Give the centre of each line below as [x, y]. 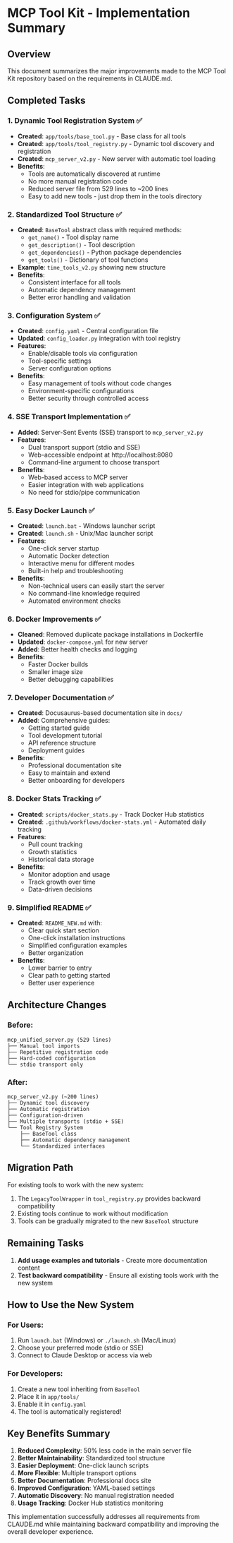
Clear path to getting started [69, 975]
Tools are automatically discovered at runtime [94, 174]
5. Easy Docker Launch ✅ [51, 510]
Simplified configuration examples [77, 945]
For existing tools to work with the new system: [76, 1184]
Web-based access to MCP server [78, 477]
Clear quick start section [64, 930]
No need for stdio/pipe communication [84, 492]
